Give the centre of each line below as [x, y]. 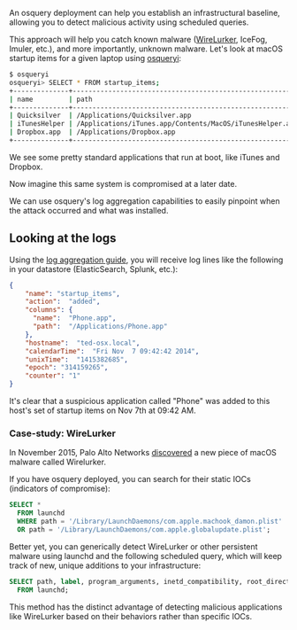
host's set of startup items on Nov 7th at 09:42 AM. [103, 410]
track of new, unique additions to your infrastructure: [105, 565]
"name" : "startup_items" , [73, 293]
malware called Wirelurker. [57, 462]
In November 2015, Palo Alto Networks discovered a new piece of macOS [143, 453]
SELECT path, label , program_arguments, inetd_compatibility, [126, 581]
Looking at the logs [63, 238]
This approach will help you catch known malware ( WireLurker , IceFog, [138, 39]
